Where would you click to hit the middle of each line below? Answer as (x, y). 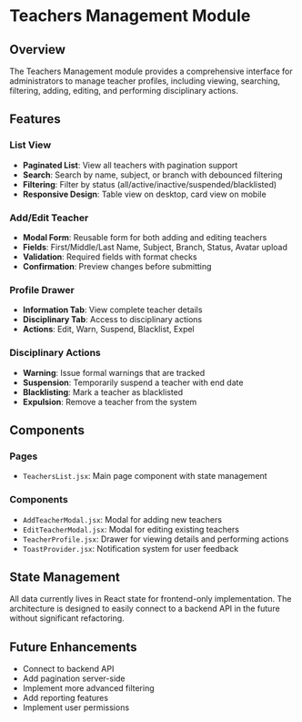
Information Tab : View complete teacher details (112, 310)
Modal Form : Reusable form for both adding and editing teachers (145, 237)
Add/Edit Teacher (49, 218)
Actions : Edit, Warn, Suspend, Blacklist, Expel (109, 330)
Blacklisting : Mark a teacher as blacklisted (103, 392)
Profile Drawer (42, 290)
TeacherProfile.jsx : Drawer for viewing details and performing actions (156, 539)
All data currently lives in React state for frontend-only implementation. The (151, 599)
